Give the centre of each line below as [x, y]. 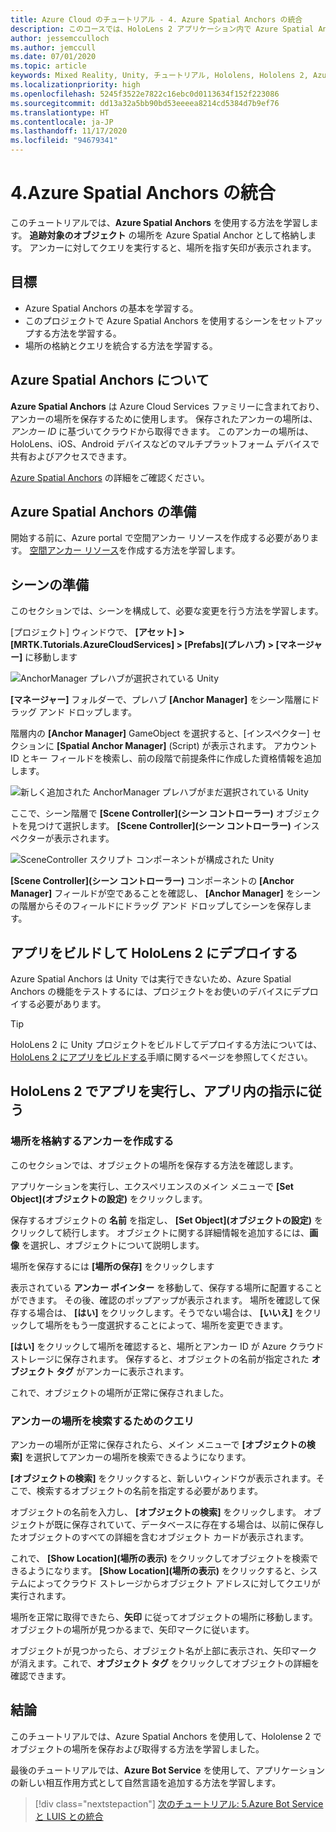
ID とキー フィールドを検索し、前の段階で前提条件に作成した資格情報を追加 [166, 758]
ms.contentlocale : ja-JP [62, 122]
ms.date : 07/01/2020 [53, 57]
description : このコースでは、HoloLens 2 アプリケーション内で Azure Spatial [162, 29]
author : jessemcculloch [60, 38]
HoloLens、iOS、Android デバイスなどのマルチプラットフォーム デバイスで [165, 443]
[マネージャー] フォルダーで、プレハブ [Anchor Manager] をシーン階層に [161, 700]
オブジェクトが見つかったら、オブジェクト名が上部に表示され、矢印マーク [164, 1650]
